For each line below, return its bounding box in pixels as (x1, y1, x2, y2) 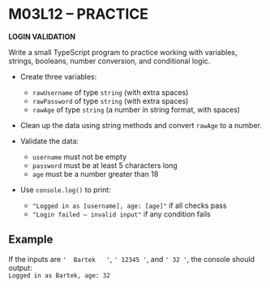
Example (8, 233, 54, 247)
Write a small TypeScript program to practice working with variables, (8, 47, 238, 57)
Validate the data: (19, 135, 79, 146)
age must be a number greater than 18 (32, 169, 159, 178)
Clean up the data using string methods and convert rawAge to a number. (19, 120, 262, 130)
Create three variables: (19, 71, 97, 81)
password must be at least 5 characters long (32, 160, 178, 170)
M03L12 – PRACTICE (8, 5, 148, 24)
